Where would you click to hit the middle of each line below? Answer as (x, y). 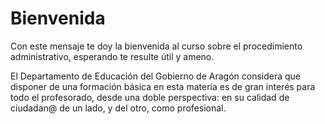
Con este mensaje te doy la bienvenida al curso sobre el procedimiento (156, 46)
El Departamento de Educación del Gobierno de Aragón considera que (156, 76)
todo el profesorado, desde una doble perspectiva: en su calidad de (150, 97)
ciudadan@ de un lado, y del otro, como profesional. (118, 108)
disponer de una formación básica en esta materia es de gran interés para (163, 86)
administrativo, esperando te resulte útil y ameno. (112, 56)
